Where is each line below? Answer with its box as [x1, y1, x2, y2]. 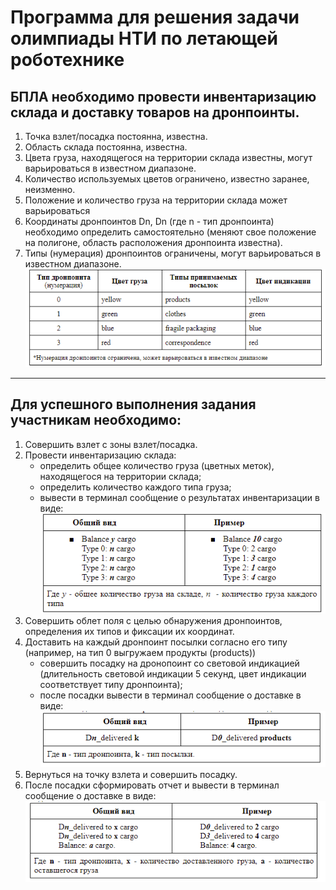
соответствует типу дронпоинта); [39, 678, 183, 690]
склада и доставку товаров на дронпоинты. [10, 104, 300, 121]
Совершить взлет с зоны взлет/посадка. [24, 438, 198, 450]
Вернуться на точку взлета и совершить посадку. [24, 769, 238, 781]
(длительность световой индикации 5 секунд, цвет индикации [39, 667, 307, 680]
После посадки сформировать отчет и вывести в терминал [24, 779, 280, 791]
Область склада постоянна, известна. [24, 141, 188, 153]
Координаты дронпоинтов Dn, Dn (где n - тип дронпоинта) [24, 216, 275, 227]
